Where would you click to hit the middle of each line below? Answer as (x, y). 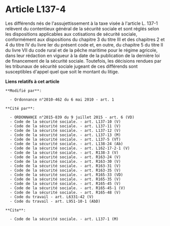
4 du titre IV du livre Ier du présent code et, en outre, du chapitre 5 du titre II (84, 44)
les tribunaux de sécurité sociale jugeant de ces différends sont (72, 66)
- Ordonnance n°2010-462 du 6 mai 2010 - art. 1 (62, 100)
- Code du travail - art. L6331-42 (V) (52, 197)
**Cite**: (16, 210)
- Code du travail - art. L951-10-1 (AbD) (55, 201)
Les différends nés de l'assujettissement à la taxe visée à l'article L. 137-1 (81, 23)
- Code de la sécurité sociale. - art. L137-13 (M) (66, 135)
